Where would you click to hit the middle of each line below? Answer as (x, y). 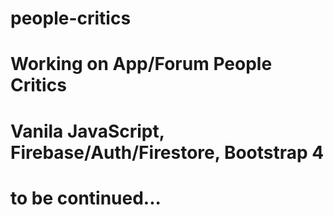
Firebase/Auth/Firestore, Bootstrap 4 (167, 152)
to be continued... (86, 198)
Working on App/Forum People (141, 64)
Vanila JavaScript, (87, 131)
